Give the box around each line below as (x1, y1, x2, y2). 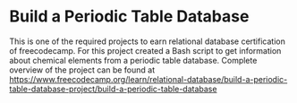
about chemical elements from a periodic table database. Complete (9, 55, 258, 65)
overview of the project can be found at (9, 64, 156, 75)
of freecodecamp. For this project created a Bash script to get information (9, 45, 282, 56)
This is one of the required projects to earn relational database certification (9, 36, 286, 47)
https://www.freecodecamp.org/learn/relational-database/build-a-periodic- (9, 73, 288, 84)
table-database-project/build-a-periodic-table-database (9, 83, 217, 94)
